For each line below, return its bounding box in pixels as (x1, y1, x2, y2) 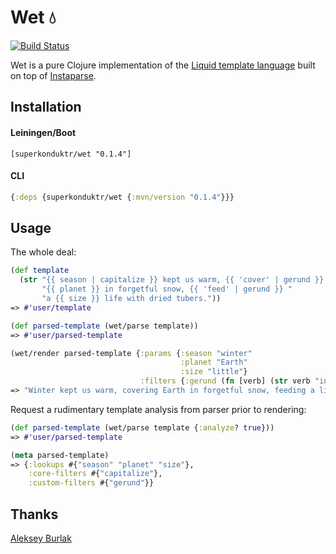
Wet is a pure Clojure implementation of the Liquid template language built (10, 59, 316, 71)
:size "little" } (180, 367, 248, 377)
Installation (10, 99, 82, 116)
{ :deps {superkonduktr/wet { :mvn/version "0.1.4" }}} (10, 192, 235, 202)
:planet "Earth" (180, 357, 248, 368)
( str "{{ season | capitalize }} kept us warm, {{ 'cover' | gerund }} (19, 275, 325, 285)
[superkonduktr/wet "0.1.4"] (10, 149, 132, 159)
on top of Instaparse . (10, 69, 97, 81)
